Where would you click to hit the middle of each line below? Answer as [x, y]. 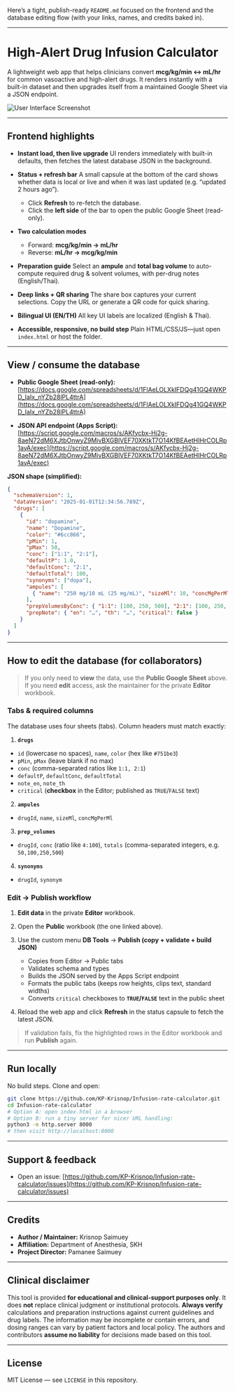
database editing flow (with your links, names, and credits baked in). [106, 18]
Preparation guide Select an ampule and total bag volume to [106, 266]
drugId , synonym [40, 879]
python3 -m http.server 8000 [50, 1125]
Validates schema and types [69, 969]
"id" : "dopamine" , [52, 522]
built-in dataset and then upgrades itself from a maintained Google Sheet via [117, 86]
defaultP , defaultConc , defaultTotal [70, 775]
